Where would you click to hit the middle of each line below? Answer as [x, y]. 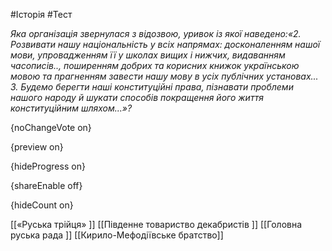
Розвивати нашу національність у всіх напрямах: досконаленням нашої [165, 44]
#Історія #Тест [41, 14]
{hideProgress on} [48, 166]
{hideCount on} [42, 205]
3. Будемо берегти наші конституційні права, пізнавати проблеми [152, 87]
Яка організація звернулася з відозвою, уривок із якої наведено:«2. [156, 33]
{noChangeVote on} [51, 127]
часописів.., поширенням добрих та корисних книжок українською [155, 65]
